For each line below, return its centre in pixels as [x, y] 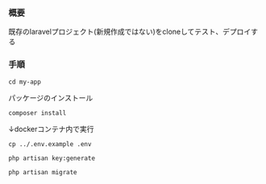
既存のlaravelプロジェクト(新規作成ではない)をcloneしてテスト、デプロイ [130, 32]
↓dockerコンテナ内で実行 [51, 129]
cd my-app [25, 82]
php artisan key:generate [52, 158]
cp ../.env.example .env [50, 144]
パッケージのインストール [51, 97]
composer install [37, 113]
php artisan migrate [43, 172]
